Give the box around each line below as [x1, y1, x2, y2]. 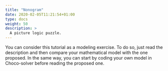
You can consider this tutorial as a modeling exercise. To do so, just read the [5, 44, 163, 50]
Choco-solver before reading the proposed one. [5, 60, 104, 66]
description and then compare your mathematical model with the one [5, 49, 148, 55]
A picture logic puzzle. [10, 30, 62, 35]
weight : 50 [5, 21, 28, 26]
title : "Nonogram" [5, 7, 44, 12]
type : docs [5, 16, 28, 21]
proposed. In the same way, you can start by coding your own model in [5, 55, 152, 60]
